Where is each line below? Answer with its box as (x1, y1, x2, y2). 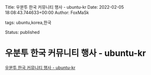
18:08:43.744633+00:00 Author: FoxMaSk (5, 10, 89, 15)
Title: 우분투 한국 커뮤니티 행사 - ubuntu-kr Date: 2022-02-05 (5, 4, 124, 10)
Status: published (5, 30, 40, 35)
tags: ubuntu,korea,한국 (5, 20, 52, 25)
